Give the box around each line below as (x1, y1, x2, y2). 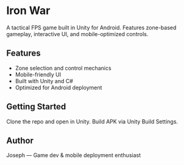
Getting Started (6, 101, 66, 112)
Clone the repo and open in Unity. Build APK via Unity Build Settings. (6, 117, 179, 125)
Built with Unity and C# (15, 77, 73, 84)
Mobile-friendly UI (15, 71, 62, 78)
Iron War (6, 4, 51, 18)
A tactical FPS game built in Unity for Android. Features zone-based (6, 24, 177, 31)
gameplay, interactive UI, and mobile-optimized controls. (6, 30, 149, 37)
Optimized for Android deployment (15, 84, 102, 91)
